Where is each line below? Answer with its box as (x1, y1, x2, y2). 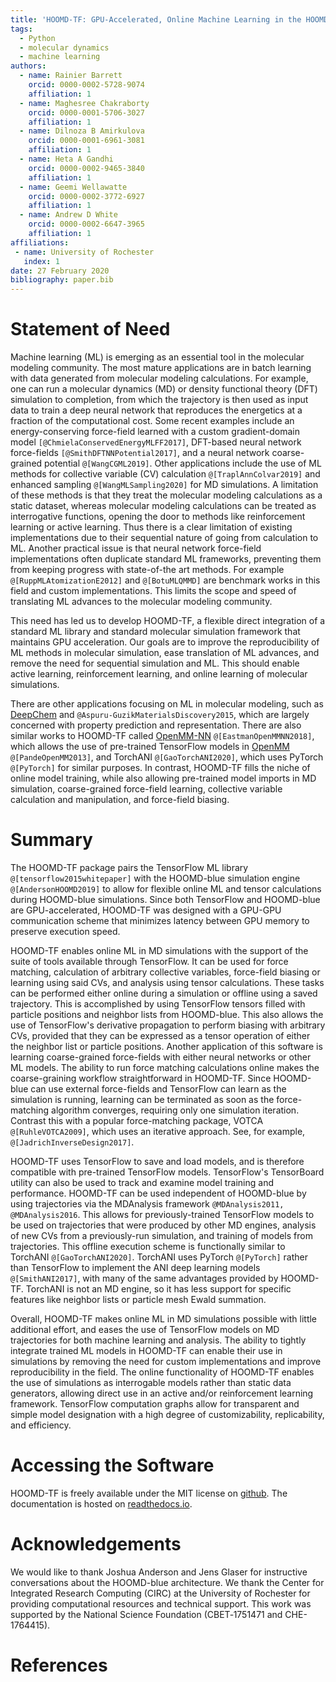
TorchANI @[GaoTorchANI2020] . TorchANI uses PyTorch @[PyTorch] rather (10, 1251, 309, 1263)
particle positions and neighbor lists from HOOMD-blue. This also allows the (10, 1009, 324, 1020)
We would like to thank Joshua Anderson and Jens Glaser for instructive (10, 1566, 308, 1578)
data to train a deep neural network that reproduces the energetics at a (10, 404, 303, 416)
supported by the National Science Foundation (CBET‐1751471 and (10, 1608, 283, 1620)
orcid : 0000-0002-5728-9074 (28, 80, 145, 90)
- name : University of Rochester (14, 247, 155, 257)
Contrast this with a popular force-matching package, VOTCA (10, 1115, 264, 1126)
